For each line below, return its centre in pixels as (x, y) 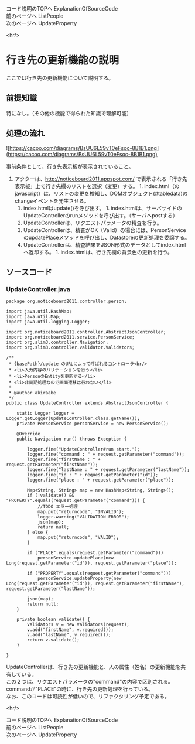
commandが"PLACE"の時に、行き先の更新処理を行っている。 (80, 689)
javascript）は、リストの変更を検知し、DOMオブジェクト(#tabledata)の (101, 193)
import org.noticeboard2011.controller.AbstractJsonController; (86, 332)
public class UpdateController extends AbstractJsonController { (87, 403)
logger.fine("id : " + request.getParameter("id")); (93, 475)
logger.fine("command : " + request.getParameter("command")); (106, 455)
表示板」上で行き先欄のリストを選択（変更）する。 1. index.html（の (97, 186)
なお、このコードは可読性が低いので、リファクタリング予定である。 (88, 697)
